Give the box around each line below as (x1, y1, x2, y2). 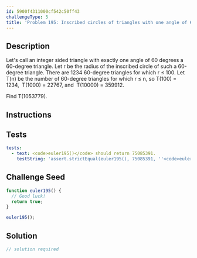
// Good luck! (11, 193, 46, 199)
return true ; (11, 198, 43, 205)
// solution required (6, 246, 59, 252)
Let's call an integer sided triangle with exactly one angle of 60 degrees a (6, 57, 184, 64)
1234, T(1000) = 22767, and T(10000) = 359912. (6, 81, 125, 88)
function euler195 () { (6, 188, 62, 194)
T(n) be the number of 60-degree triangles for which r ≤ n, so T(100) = (6, 75, 177, 82)
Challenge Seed (6, 172, 66, 182)
